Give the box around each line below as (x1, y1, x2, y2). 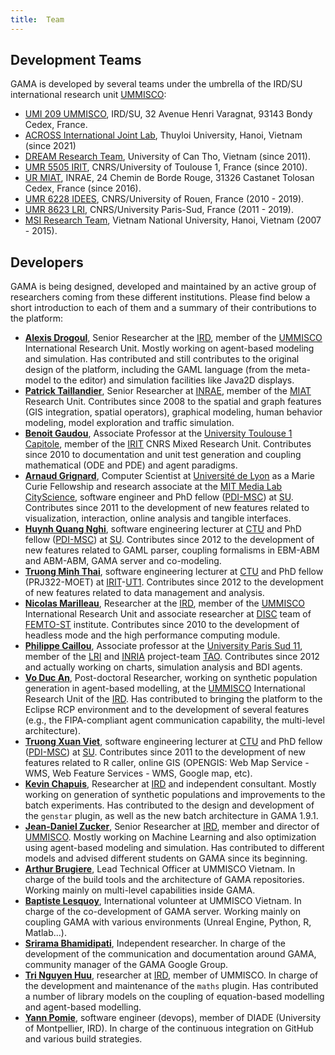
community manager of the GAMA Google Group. (24, 959, 229, 971)
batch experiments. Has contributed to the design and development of (24, 799, 315, 811)
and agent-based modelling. (24, 1001, 142, 1013)
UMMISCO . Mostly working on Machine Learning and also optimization (24, 831, 317, 843)
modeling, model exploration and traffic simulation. (24, 417, 235, 429)
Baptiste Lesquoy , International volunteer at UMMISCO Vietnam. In (24, 895, 302, 907)
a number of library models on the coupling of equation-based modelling (24, 991, 325, 1003)
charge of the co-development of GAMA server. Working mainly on (24, 906, 302, 918)
